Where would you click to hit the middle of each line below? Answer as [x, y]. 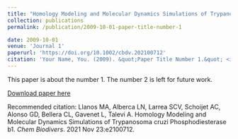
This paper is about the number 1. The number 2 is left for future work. [110, 79]
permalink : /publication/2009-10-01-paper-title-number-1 [95, 27]
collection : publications [45, 20]
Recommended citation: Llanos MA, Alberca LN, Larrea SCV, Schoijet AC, [114, 107]
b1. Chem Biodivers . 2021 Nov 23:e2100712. [71, 129]
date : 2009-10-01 [33, 40]
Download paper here [39, 93]
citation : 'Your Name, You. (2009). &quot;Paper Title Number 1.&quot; [115, 60]
